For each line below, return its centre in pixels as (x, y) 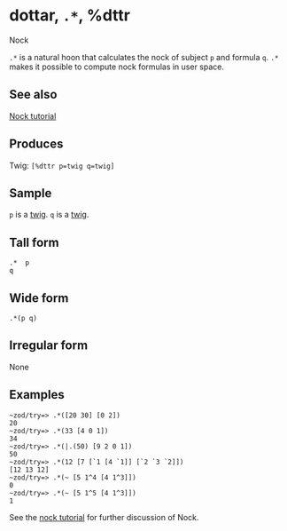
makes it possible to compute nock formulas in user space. (116, 67)
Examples (37, 395)
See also (33, 95)
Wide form (39, 298)
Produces (36, 144)
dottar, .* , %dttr (70, 16)
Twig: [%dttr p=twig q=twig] (62, 165)
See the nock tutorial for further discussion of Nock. (104, 517)
